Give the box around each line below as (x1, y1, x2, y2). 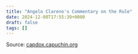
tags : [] (6, 25, 28, 31)
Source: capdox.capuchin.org (6, 41, 78, 48)
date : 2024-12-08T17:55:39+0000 (6, 14, 85, 20)
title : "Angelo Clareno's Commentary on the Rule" (6, 8, 133, 15)
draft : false (6, 19, 38, 25)
